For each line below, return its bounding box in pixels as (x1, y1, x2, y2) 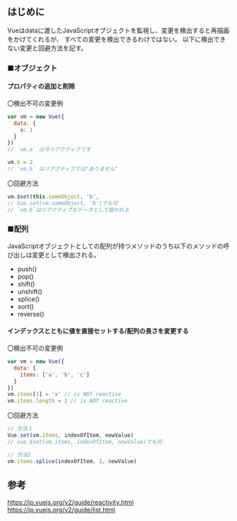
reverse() (17, 310, 44, 318)
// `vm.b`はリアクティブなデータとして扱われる (7, 206, 130, 213)
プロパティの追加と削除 (7, 82, 75, 90)
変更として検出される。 (31, 250, 100, 259)
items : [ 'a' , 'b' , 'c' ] (20, 371, 90, 378)
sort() (17, 302, 34, 310)
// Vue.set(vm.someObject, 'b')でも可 (7, 199, 119, 206)
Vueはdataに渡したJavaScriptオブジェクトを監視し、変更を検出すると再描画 (7, 26, 230, 35)
